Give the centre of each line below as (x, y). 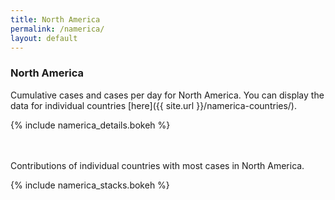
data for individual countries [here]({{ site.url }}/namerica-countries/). (154, 105)
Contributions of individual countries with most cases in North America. (157, 165)
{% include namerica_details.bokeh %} (90, 125)
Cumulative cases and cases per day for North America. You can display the (167, 95)
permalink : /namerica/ (57, 29)
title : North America (55, 19)
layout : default (44, 38)
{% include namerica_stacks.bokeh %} (90, 185)
